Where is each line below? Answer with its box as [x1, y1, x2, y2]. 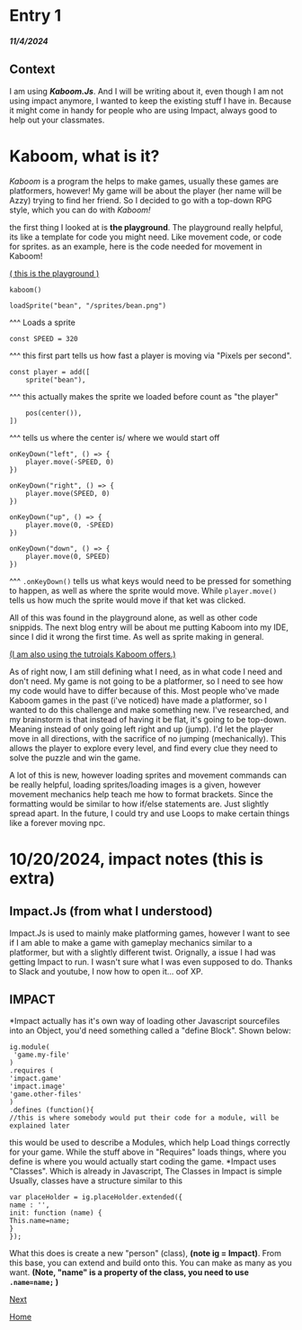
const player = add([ [9, 367, 91, 376]
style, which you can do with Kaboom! [9, 204, 151, 215]
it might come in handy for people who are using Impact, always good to [9, 104, 278, 115]
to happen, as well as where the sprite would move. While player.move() [9, 585, 278, 596]
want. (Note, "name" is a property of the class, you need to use [9, 1267, 250, 1278]
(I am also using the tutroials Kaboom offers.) [9, 649, 177, 660]
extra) [9, 867, 56, 888]
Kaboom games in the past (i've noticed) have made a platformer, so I [9, 695, 268, 705]
